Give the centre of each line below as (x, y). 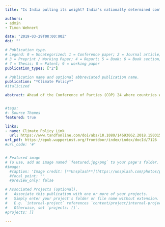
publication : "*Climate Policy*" (39, 82)
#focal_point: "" (27, 176)
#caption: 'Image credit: (36, 171)
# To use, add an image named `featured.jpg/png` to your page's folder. (82, 162)
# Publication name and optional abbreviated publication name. (72, 77)
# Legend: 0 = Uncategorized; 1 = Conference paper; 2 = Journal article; (83, 55)
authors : (14, 18)
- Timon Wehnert (22, 28)
